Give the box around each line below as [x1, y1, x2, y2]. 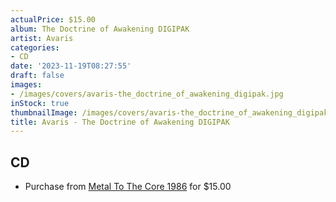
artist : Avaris [10, 33, 74, 43]
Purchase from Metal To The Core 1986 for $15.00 [24, 181, 232, 193]
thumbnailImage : [10, 107, 78, 118]
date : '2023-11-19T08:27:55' [10, 61, 132, 71]
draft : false [10, 71, 65, 81]
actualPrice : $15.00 [10, 14, 97, 25]
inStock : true [10, 98, 70, 108]
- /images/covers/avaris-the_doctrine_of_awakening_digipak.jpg [10, 89, 284, 99]
